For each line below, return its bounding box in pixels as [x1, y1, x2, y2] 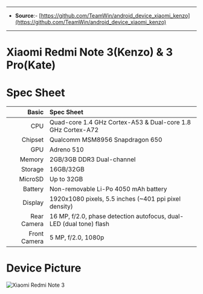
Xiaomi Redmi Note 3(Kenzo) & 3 [6, 45, 173, 59]
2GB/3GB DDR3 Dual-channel [49, 155, 136, 164]
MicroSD [19, 175, 44, 184]
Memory [19, 155, 44, 164]
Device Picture [6, 261, 82, 275]
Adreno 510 [49, 145, 84, 154]
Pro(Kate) [6, 58, 56, 72]
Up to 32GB [49, 175, 83, 184]
